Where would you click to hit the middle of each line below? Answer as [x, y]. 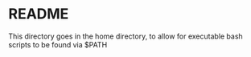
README [39, 14]
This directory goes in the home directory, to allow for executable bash [125, 36]
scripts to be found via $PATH [58, 44]
